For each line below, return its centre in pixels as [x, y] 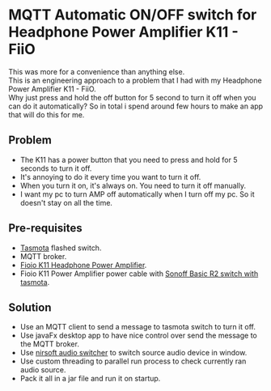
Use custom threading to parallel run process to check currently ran [133, 361]
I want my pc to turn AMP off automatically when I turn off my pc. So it [137, 194]
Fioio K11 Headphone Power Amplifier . [83, 265]
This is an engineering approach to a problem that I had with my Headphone [135, 80]
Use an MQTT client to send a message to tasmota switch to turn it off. [138, 327]
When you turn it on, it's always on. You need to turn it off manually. [133, 185]
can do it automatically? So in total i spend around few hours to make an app [136, 106]
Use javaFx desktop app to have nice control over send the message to [138, 336]
